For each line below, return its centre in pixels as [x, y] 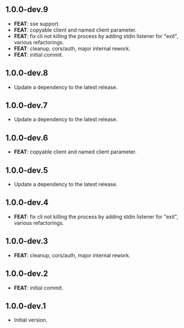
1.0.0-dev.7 [26, 105]
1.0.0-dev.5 [27, 170]
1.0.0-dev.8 [27, 73]
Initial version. [31, 320]
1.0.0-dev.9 [27, 10]
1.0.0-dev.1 [26, 306]
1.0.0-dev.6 [27, 137]
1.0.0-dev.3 [27, 241]
